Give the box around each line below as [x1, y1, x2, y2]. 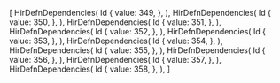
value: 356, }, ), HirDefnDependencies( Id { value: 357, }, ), [9, 55, 222, 64]
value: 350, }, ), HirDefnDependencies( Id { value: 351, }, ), [9, 17, 222, 27]
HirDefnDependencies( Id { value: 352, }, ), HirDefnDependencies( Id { [9, 26, 266, 36]
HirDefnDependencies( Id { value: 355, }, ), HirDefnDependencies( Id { [9, 45, 266, 56]
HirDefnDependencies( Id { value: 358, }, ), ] [9, 64, 171, 74]
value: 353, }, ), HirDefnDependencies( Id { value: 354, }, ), [9, 35, 223, 46]
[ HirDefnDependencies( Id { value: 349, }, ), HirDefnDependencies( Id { [9, 8, 272, 18]
